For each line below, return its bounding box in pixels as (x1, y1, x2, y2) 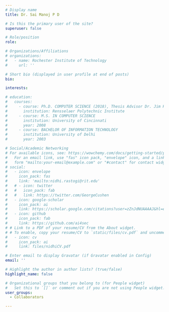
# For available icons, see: (5, 150, 66, 155)
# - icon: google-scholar (5, 197, 64, 202)
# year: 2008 (5, 123, 46, 128)
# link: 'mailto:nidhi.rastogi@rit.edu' (5, 179, 100, 184)
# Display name (5, 7, 37, 13)
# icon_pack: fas (5, 174, 51, 179)
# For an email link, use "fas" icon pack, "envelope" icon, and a (5, 155, 154, 160)
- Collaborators (10, 295, 44, 300)
